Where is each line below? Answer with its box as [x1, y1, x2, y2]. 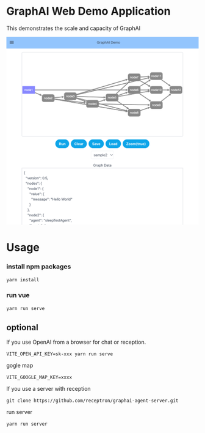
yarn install [6, 277, 40, 283]
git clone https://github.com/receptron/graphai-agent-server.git [6, 398, 179, 404]
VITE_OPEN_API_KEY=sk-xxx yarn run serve [6, 351, 113, 357]
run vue [6, 291, 30, 300]
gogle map [6, 362, 34, 369]
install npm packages [6, 262, 71, 270]
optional [6, 322, 38, 333]
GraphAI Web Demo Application [6, 4, 171, 18]
